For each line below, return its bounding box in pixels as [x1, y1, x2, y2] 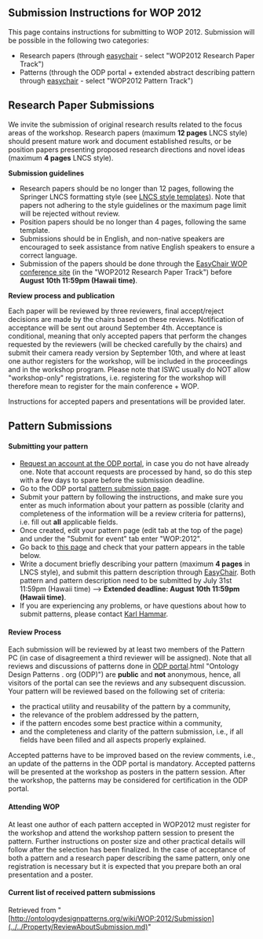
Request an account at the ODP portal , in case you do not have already [19, 459, 250, 468]
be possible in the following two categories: [8, 35, 149, 45]
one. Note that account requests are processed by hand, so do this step [19, 468, 253, 477]
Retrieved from [8, 905, 57, 915]
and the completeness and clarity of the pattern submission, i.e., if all [19, 727, 243, 737]
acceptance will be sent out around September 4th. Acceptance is [8, 323, 223, 332]
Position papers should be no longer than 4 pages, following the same [19, 216, 247, 227]
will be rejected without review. [19, 209, 120, 218]
